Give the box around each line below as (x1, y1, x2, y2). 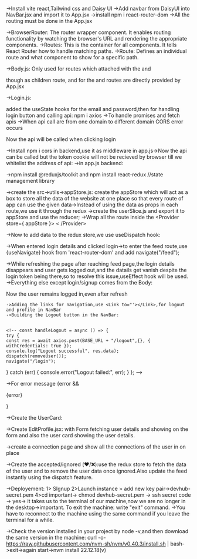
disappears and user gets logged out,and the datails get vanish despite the (6, 267, 187, 273)
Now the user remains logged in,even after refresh (6, 290, 128, 297)
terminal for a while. (6, 517, 55, 523)
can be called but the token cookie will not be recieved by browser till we (6, 153, 182, 160)
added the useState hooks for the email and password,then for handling (6, 106, 180, 112)
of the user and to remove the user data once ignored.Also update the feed (6, 467, 188, 474)
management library (6, 178, 55, 184)
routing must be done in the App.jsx (6, 18, 93, 24)
